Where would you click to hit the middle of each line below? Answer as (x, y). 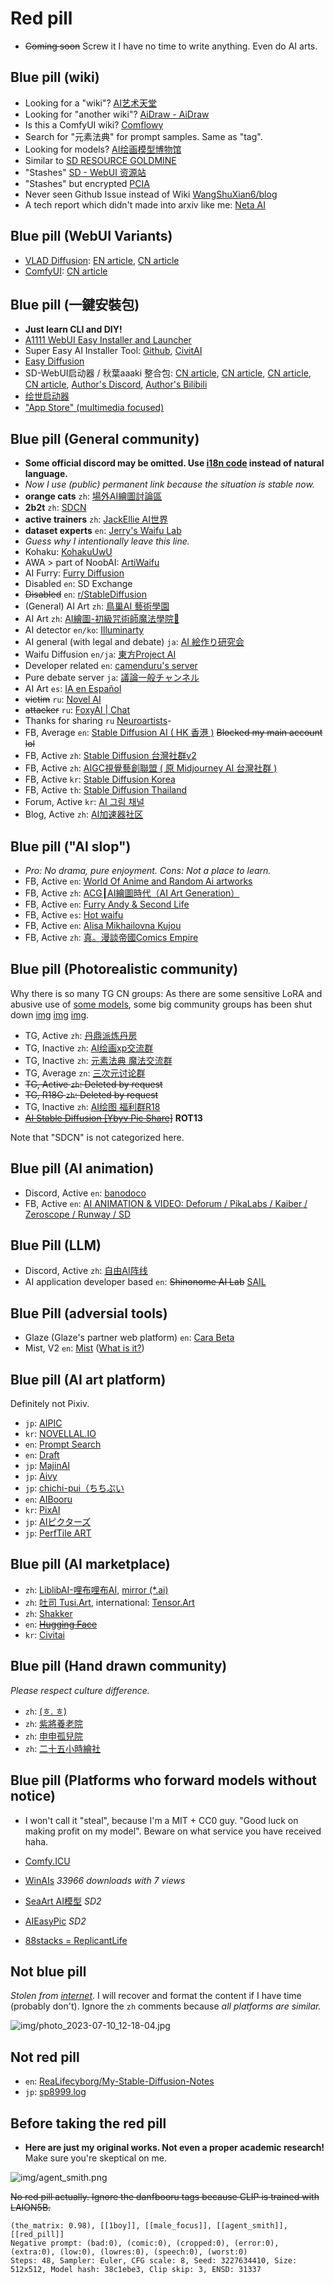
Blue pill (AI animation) (82, 1168)
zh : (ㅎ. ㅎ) (46, 1711)
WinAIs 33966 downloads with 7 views (105, 1880)
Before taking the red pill (88, 2123)
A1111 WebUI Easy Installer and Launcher (108, 340)
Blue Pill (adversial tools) (89, 1313)
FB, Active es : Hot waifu (74, 915)
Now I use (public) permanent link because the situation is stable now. (169, 484)
